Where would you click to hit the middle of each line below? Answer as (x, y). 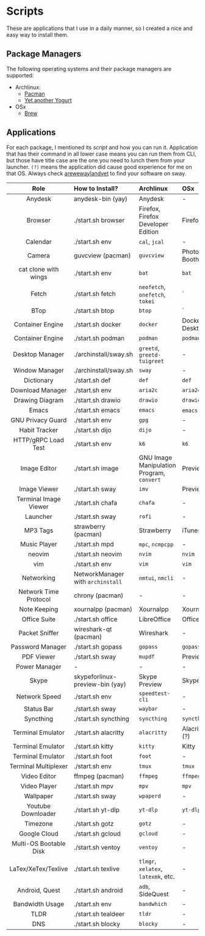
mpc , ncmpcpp (156, 544)
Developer (154, 224)
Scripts (25, 11)
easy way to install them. (38, 34)
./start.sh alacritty (99, 732)
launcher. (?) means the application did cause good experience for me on (99, 167)
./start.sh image (96, 468)
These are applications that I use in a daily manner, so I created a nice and (100, 28)
